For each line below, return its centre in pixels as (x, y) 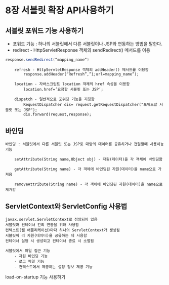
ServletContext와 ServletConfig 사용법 (66, 206)
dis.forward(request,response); (58, 114)
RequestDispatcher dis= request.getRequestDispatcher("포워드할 (91, 104)
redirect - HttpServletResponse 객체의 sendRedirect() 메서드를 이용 (81, 50)
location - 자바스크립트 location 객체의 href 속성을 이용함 (72, 84)
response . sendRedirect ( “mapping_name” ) (47, 60)
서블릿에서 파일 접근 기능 (28, 251)
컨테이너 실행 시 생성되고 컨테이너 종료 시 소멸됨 (50, 241)
